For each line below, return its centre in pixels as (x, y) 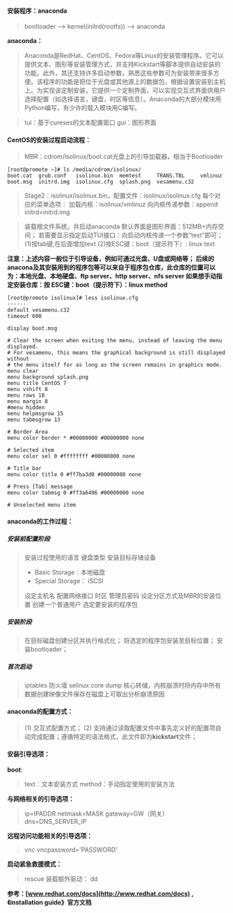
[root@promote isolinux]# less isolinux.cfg (73, 298)
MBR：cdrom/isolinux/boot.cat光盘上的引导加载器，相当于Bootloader (123, 157)
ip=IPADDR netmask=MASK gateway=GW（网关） (96, 813)
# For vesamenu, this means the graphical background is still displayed (116, 353)
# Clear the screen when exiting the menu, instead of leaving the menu (115, 341)
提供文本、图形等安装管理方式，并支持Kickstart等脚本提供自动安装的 (122, 64)
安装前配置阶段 (29, 539)
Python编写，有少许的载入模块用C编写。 (82, 108)
